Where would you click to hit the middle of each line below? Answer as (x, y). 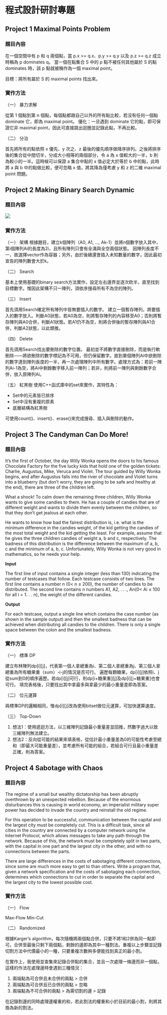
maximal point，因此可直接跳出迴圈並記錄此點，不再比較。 (79, 128)
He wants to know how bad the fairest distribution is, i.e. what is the (75, 522)
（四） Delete (19, 339)
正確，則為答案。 (30, 752)
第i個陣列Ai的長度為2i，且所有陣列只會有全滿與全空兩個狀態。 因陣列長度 (80, 249)
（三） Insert (18, 299)
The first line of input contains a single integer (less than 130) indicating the (83, 573)
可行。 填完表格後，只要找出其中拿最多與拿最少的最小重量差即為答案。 (78, 685)
